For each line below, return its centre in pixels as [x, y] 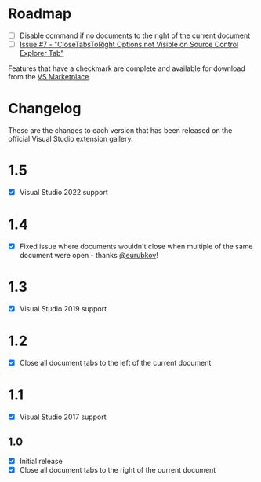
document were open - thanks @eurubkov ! [89, 255]
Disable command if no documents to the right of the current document [135, 35]
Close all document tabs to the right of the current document [118, 469]
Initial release [41, 461]
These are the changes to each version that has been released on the [120, 130]
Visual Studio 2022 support [63, 192]
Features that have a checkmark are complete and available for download [127, 68]
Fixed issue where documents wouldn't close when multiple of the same [136, 246]
